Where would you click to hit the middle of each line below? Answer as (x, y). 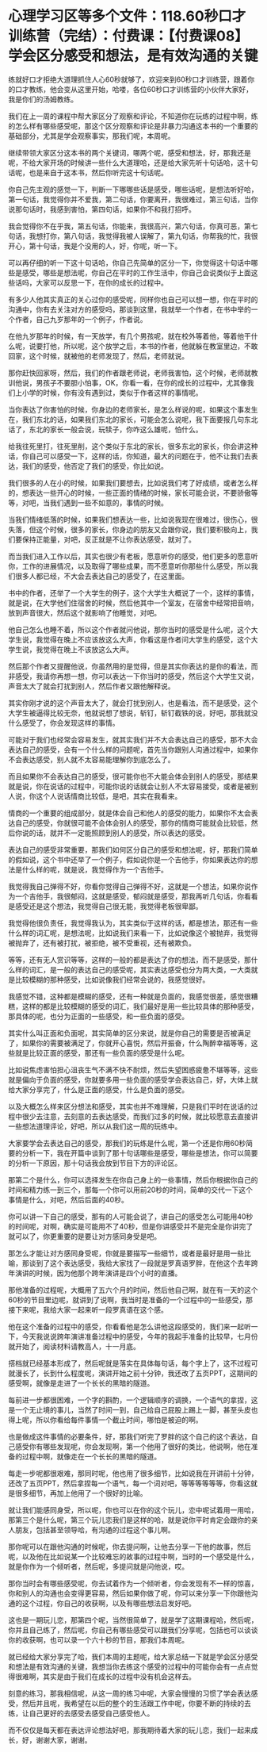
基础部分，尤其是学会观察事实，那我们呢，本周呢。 (92, 136)
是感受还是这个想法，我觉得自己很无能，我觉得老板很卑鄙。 (105, 906)
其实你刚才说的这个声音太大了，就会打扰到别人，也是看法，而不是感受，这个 (133, 703)
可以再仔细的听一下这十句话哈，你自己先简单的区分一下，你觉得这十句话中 (130, 263)
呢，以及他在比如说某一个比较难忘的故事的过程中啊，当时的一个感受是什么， (133, 1556)
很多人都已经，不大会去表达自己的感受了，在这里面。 (101, 576)
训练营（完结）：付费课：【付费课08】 (129, 36)
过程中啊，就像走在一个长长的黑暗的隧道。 (91, 1456)
